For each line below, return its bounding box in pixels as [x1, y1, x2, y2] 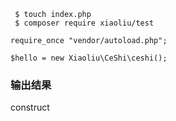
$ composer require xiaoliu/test [14, 18, 155, 28]
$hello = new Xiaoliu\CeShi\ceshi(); [10, 53, 168, 63]
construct [10, 101, 50, 114]
